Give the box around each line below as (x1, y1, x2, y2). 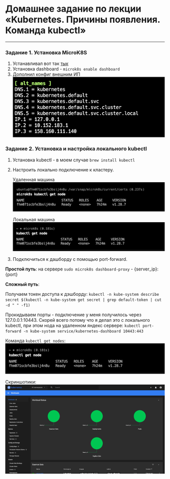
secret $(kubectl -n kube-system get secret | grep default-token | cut (5, 297, 162, 302)
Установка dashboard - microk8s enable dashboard (12, 66, 120, 72)
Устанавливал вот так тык (12, 60, 69, 66)
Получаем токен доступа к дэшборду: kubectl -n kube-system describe (5, 291, 159, 297)
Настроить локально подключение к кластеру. (12, 166, 114, 173)
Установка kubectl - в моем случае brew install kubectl (12, 157, 135, 163)
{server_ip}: (134, 266, 159, 272)
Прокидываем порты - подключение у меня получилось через (5, 312, 142, 318)
